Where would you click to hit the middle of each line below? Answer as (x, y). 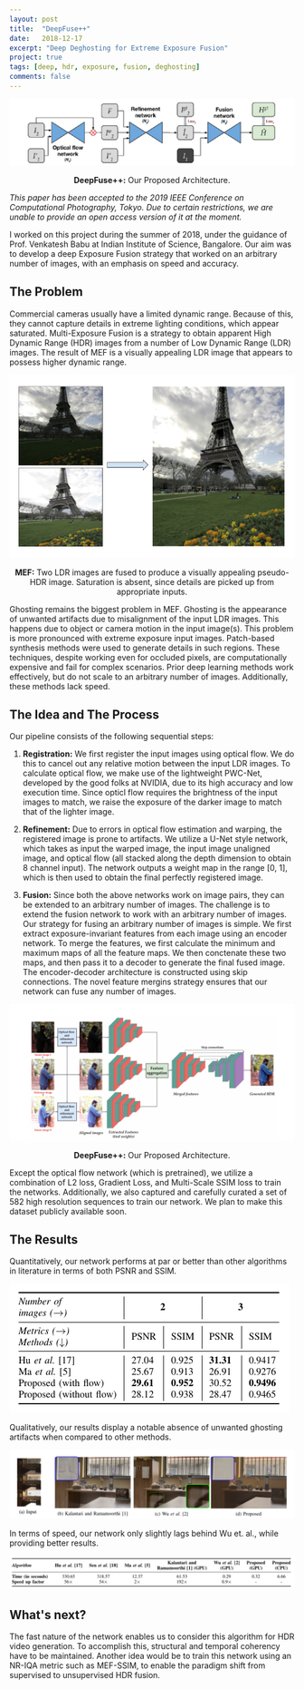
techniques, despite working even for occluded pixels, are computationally (148, 657)
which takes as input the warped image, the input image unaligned (146, 849)
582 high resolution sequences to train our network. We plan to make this (146, 1201)
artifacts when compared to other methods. (90, 1437)
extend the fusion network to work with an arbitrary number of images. (155, 914)
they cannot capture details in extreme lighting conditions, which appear (144, 323)
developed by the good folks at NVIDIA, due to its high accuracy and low (158, 783)
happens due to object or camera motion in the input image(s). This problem (152, 628)
